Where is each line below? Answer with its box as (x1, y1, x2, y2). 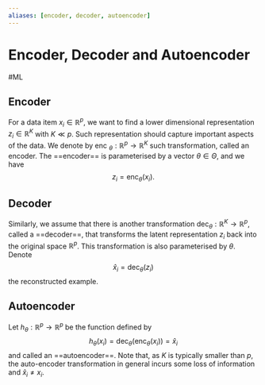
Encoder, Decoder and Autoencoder (8, 45, 251, 64)
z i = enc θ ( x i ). (112, 171, 155, 183)
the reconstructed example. (8, 277, 99, 287)
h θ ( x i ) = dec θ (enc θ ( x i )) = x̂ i (88, 337, 179, 348)
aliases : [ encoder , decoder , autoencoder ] (8, 11, 151, 20)
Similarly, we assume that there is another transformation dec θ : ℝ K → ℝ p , (8, 218, 250, 230)
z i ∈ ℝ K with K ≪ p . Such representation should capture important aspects (8, 128, 254, 141)
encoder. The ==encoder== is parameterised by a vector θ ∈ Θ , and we (8, 151, 245, 160)
